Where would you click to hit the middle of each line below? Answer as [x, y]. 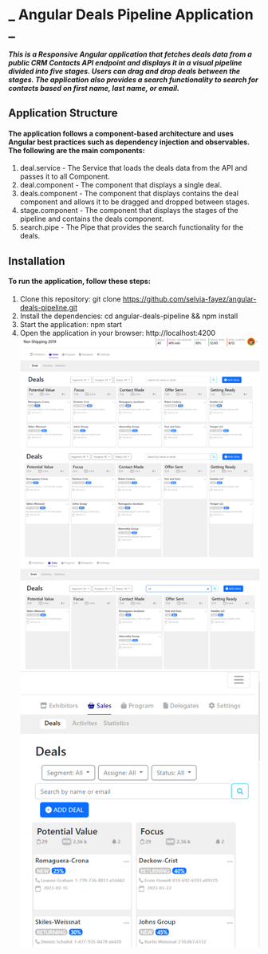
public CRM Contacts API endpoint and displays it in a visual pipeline [125, 62]
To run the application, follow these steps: [80, 282]
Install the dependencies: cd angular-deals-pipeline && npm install [129, 316]
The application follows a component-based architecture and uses [121, 133]
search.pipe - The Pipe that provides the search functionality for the [132, 227]
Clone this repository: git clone [70, 299]
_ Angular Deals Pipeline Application [131, 15]
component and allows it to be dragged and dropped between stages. [134, 202]
